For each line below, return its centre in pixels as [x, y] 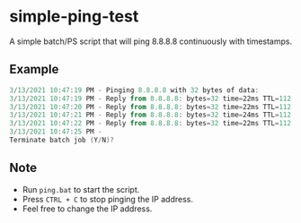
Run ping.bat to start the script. [81, 189]
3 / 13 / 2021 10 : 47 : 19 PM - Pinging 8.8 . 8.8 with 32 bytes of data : [134, 90]
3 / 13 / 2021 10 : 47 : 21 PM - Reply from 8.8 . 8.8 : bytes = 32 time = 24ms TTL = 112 [150, 115]
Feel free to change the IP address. [87, 209]
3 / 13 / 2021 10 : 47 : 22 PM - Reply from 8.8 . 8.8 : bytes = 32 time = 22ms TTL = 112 [150, 124]
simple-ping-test [74, 17]
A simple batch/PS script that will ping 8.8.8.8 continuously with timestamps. [151, 41]
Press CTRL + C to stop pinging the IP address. [108, 199]
